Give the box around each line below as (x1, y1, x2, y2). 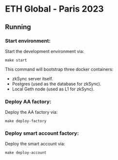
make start (5, 57, 27, 63)
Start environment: (5, 37, 51, 44)
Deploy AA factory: (5, 98, 51, 105)
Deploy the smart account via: (5, 141, 66, 147)
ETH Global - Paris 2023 (5, 3, 104, 15)
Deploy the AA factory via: (5, 109, 58, 115)
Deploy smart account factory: (5, 130, 79, 137)
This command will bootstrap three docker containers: (5, 66, 114, 72)
